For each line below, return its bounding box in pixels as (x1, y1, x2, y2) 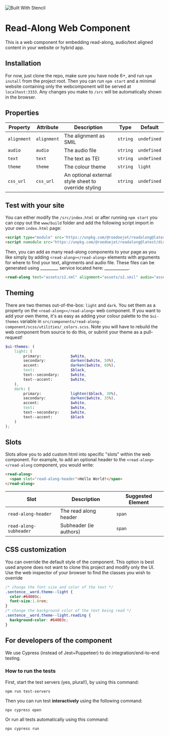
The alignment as (64, 132, 105, 139)
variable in (20, 318, 42, 324)
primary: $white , (23, 354, 87, 359)
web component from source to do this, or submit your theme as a (5, 329, 142, 335)
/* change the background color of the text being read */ (5, 608, 132, 613)
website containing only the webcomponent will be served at (5, 83, 131, 89)
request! (5, 334, 23, 340)
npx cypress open (5, 707, 42, 712)
